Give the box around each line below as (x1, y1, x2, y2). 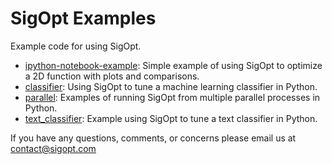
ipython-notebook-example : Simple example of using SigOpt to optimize (24, 59, 323, 71)
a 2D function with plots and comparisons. (24, 70, 200, 82)
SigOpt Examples (10, 7, 157, 30)
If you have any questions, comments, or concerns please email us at (10, 132, 297, 144)
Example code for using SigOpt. (10, 40, 142, 52)
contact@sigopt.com (10, 142, 97, 154)
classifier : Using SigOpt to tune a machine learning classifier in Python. (24, 80, 318, 92)
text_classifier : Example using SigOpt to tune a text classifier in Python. (24, 112, 318, 124)
